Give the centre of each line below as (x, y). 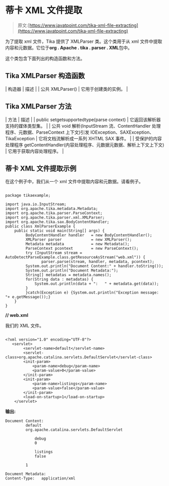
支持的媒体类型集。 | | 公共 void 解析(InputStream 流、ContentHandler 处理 (83, 126)
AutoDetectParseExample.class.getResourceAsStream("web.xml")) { (75, 257)
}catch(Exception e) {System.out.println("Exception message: (92, 293)
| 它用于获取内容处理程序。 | (35, 151)
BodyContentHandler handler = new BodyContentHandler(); (89, 235)
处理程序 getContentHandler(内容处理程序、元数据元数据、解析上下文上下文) (85, 145)
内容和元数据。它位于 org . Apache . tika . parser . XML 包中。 (69, 47)
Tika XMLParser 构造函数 (45, 76)
